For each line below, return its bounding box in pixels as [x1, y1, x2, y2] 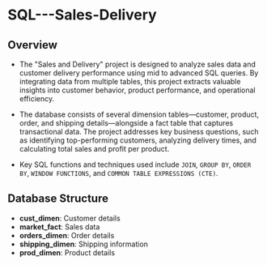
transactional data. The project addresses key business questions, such [19, 127, 259, 136]
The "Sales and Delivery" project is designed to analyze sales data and [19, 59, 256, 69]
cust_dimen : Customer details [19, 213, 121, 223]
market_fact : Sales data [19, 221, 100, 232]
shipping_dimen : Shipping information [19, 239, 149, 249]
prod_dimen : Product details [19, 247, 115, 257]
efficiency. [19, 94, 54, 103]
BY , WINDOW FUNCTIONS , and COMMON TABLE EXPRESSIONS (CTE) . [19, 169, 219, 177]
